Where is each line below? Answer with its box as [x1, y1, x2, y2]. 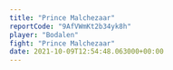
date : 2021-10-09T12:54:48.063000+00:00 [9, 47, 165, 56]
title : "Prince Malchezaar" [9, 13, 116, 23]
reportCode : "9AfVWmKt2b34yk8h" [9, 22, 131, 31]
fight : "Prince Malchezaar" [9, 38, 116, 48]
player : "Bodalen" [9, 30, 79, 39]
